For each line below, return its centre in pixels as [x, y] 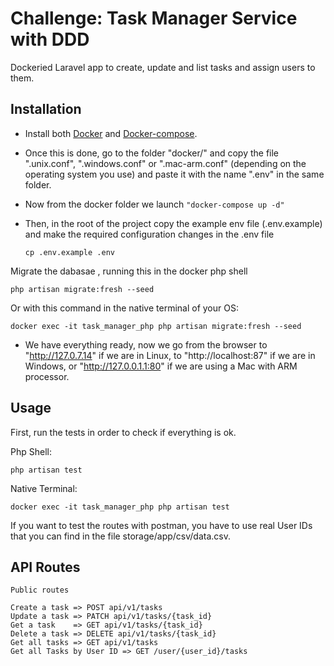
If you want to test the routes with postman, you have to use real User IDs [161, 525]
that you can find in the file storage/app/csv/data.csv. [120, 536]
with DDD [50, 39]
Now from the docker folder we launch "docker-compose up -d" [154, 204]
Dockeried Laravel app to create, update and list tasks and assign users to [163, 67]
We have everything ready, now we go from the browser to [146, 344]
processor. [47, 376]
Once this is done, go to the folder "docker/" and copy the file [152, 153]
